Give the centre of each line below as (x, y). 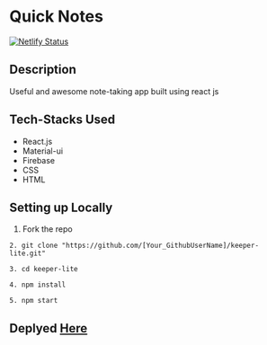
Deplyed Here (49, 328)
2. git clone (34, 246)
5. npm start (34, 301)
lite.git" (28, 253)
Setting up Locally (61, 207)
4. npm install (38, 285)
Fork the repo (48, 229)
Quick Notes (56, 17)
